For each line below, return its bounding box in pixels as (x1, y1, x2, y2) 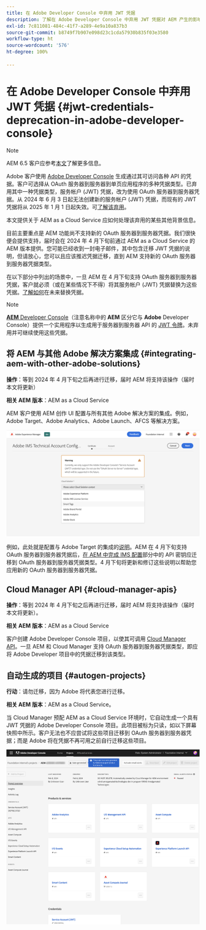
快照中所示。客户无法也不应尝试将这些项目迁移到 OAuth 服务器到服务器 (6, 729, 186, 737)
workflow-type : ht (6, 36, 53, 42)
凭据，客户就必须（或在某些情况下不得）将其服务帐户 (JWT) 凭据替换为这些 (6, 280, 197, 288)
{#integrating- (140, 349, 197, 359)
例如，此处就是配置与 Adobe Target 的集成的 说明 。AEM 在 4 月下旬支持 (6, 543, 187, 550)
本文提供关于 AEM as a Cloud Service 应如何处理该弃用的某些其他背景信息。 (6, 216, 199, 224)
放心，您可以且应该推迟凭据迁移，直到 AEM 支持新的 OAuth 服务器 (27, 252, 196, 259)
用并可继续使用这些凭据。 (6, 329, 71, 336)
